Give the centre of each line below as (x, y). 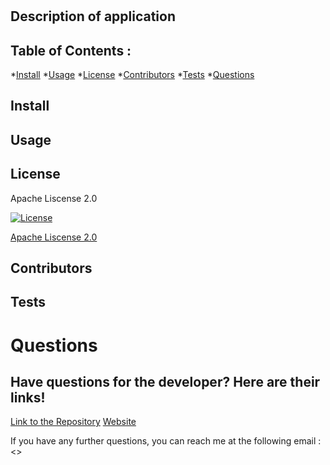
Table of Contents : (71, 50)
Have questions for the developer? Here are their (165, 381)
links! (28, 397)
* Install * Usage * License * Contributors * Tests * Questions (132, 74)
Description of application (93, 16)
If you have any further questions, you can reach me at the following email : (166, 441)
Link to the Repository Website (73, 422)
